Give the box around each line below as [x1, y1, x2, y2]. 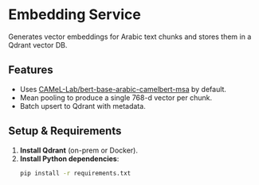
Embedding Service [8, 6, 141, 24]
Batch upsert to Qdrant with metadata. [19, 101, 146, 110]
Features [8, 64, 53, 77]
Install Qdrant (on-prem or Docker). [19, 145, 138, 155]
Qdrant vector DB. [8, 40, 68, 49]
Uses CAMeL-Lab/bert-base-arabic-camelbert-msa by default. [19, 84, 227, 94]
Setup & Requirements [8, 125, 122, 138]
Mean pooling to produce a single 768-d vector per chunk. [19, 93, 213, 102]
